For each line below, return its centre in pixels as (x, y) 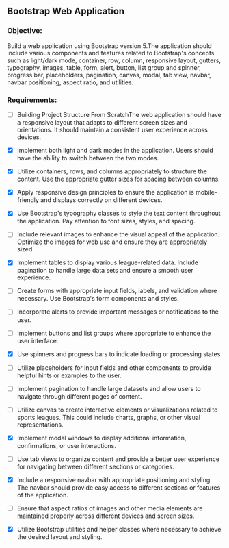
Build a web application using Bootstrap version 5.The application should (109, 46)
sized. (25, 249)
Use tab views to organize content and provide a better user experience (118, 459)
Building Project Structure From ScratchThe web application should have (119, 114)
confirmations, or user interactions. (66, 445)
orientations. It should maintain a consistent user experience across (112, 130)
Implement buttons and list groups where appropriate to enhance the (114, 333)
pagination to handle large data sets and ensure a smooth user (105, 271)
